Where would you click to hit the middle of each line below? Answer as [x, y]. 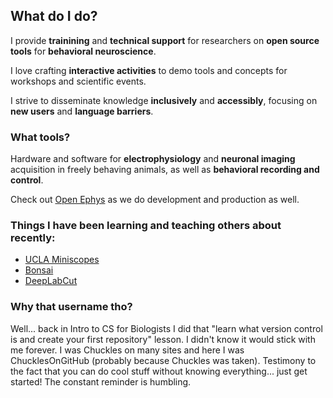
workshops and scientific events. [78, 81]
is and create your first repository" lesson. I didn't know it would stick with [163, 339]
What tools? [40, 137]
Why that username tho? [71, 307]
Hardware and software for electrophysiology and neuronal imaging [153, 159]
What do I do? [54, 16]
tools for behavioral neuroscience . [83, 51]
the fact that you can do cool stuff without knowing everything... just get [159, 371]
